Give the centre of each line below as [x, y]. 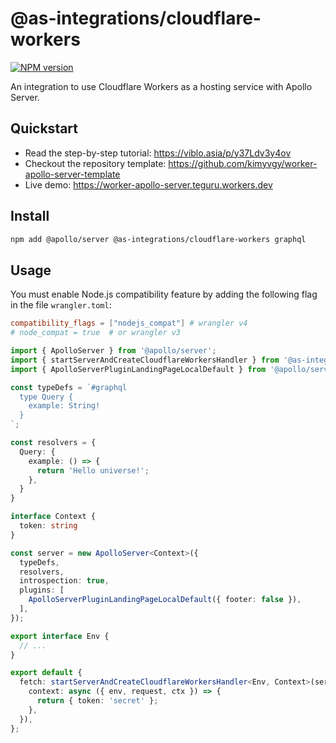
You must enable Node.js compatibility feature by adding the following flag [164, 294]
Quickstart [44, 128]
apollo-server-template [72, 174]
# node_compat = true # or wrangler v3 [96, 333]
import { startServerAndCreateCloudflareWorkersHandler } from [145, 360]
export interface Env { [60, 636]
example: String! [64, 406]
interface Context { [53, 517]
